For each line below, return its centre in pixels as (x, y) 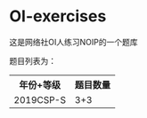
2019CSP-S (40, 99)
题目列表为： (33, 60)
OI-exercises (58, 16)
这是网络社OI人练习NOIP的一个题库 (73, 42)
